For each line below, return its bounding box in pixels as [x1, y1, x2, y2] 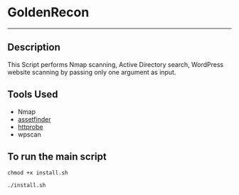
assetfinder [17, 115, 51, 123]
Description [7, 41, 60, 53]
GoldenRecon [7, 4, 90, 21]
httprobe [17, 122, 43, 131]
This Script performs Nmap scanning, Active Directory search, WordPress [7, 60, 224, 68]
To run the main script [7, 150, 107, 162]
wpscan [17, 130, 41, 139]
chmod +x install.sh [7, 169, 69, 176]
